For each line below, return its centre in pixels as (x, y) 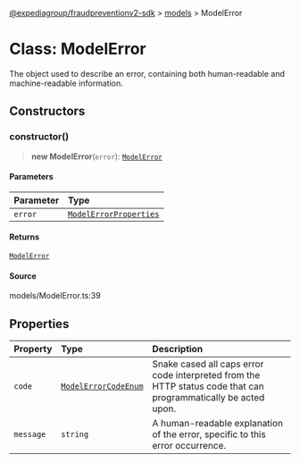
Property (33, 349)
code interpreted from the (206, 375)
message (30, 434)
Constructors (47, 111)
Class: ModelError (78, 49)
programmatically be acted (208, 398)
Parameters (31, 177)
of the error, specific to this (208, 434)
